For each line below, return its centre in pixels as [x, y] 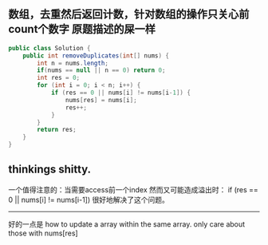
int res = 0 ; [59, 78]
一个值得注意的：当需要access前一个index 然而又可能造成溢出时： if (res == [134, 189]
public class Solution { [49, 48]
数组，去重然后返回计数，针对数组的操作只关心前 [129, 14]
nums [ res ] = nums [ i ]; [101, 100]
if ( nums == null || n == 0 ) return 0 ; [101, 70]
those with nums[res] [43, 233]
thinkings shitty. [50, 170]
